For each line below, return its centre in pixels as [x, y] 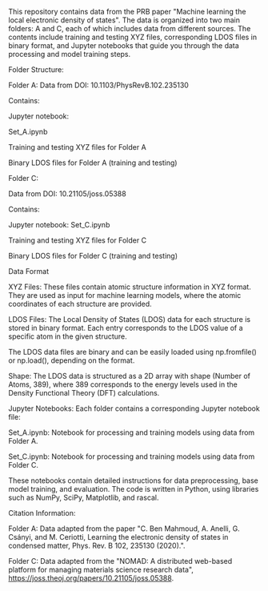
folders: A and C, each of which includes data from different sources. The [130, 28]
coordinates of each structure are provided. [80, 304]
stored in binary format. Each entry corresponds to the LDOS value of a [126, 328]
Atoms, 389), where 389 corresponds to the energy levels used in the [123, 384]
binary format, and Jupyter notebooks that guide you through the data [124, 46]
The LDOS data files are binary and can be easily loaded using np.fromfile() [133, 352]
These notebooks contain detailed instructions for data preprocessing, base [133, 480]
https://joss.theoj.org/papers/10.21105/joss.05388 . [91, 578]
